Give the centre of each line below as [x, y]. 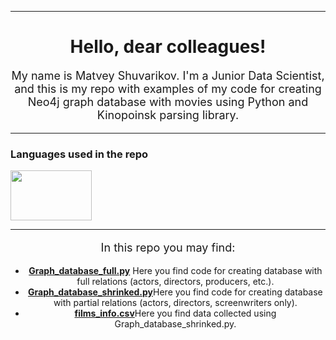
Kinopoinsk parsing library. [168, 114]
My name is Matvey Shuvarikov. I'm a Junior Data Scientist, [168, 75]
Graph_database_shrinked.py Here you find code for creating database [175, 292]
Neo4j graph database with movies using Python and [168, 101]
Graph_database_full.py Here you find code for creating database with [175, 271]
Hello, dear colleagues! [168, 47]
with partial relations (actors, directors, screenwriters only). [175, 303]
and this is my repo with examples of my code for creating [168, 88]
